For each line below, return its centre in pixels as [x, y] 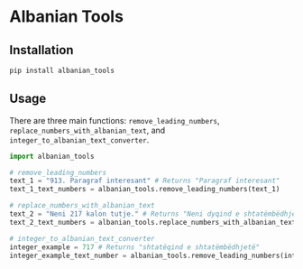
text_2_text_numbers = [52, 222]
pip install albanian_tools [62, 70]
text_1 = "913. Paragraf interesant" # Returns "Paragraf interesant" [145, 181]
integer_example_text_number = [68, 255]
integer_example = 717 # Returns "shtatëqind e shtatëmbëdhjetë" [134, 247]
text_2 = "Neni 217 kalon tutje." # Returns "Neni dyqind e [125, 214]
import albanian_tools [52, 156]
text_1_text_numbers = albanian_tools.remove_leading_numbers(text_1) [145, 190]
